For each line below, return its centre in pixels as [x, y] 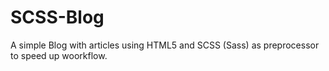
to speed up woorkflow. [59, 55]
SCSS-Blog [57, 17]
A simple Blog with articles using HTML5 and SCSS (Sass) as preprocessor [165, 45]
